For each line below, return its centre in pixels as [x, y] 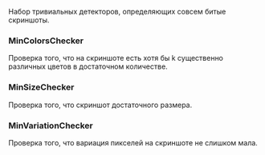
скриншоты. [29, 20]
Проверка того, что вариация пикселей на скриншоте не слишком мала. [133, 142]
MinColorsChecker [46, 41]
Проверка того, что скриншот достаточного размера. [100, 105]
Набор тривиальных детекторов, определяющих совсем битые [117, 12]
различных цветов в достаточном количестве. [88, 66]
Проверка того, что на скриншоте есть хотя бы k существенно [116, 58]
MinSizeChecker [41, 87]
